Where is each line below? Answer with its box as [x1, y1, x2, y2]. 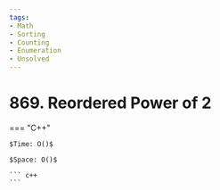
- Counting [9, 37, 50, 47]
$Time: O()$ [9, 139, 53, 148]
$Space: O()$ [9, 155, 58, 164]
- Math [9, 21, 34, 30]
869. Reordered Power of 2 [9, 93, 212, 113]
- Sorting [9, 29, 46, 38]
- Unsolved [9, 54, 50, 63]
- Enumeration [9, 46, 62, 55]
